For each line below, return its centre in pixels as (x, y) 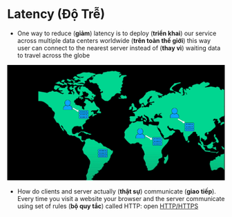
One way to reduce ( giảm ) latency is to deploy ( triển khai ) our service (117, 33)
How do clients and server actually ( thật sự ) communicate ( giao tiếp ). (116, 191)
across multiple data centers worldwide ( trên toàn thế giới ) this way (114, 40)
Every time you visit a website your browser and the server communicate (121, 199)
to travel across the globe (54, 55)
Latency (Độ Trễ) (56, 14)
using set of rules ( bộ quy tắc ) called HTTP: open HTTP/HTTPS (108, 206)
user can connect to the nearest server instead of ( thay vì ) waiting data (119, 48)
